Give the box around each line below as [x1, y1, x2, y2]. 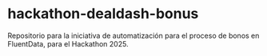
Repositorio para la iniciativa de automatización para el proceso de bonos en [7, 31, 260, 40]
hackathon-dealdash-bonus [7, 5, 199, 23]
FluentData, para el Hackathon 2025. [7, 39, 129, 48]
